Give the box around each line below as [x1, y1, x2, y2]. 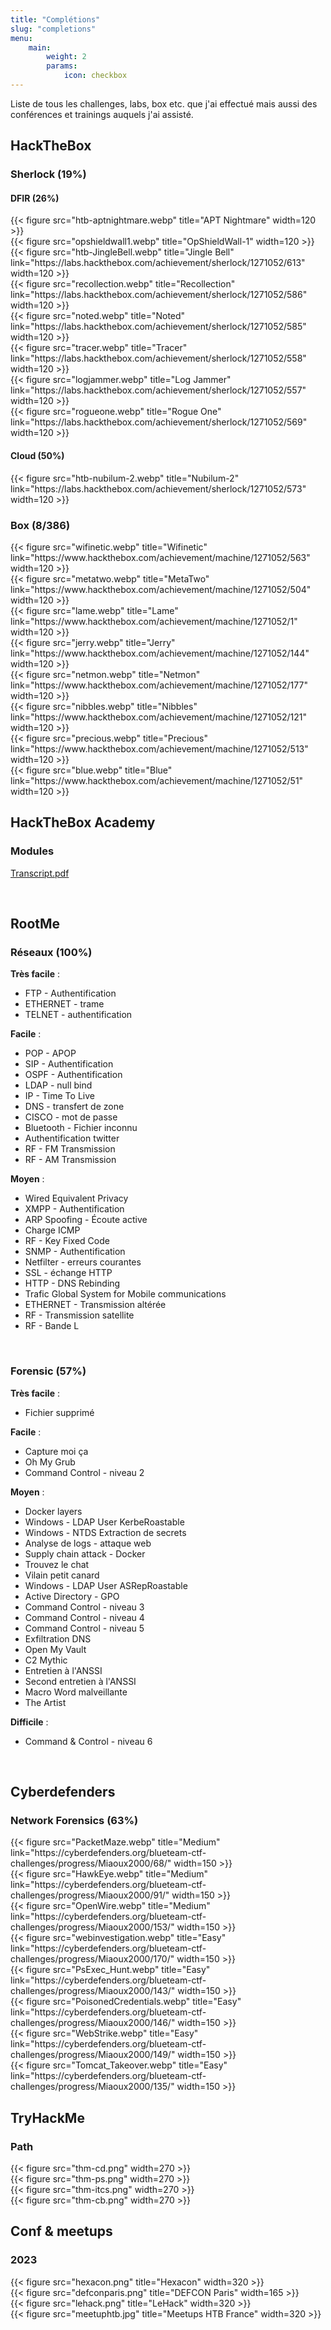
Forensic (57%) [10, 1364, 87, 1378]
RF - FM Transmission [24, 1143, 116, 1155]
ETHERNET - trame [24, 998, 105, 1010]
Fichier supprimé [24, 1406, 95, 1418]
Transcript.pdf [10, 867, 70, 879]
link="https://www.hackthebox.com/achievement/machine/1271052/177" [10, 679, 308, 691]
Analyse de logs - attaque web [24, 1537, 152, 1549]
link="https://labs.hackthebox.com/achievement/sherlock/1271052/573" [10, 482, 307, 495]
